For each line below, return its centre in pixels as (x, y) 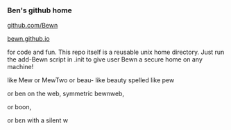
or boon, (19, 107)
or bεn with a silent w (37, 120)
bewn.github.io (28, 39)
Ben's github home (40, 10)
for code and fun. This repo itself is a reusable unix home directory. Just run (116, 52)
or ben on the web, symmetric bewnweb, (66, 94)
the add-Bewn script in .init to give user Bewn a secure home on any (105, 59)
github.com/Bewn (33, 26)
